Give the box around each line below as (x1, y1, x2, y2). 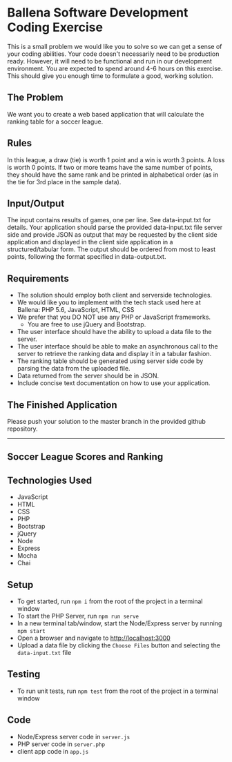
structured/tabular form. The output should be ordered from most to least (7, 245, 216, 253)
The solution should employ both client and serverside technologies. (17, 291, 213, 300)
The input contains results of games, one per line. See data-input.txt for (7, 216, 211, 224)
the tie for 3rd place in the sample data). (7, 177, 122, 186)
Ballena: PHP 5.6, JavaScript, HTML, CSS (17, 306, 135, 314)
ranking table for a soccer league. (7, 117, 104, 126)
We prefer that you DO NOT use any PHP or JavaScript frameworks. (17, 313, 211, 322)
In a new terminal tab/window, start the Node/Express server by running (17, 619, 222, 627)
